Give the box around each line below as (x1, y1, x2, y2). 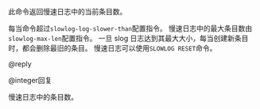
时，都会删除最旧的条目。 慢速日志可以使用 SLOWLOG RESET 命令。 (8, 43, 217, 53)
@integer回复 (8, 76, 52, 85)
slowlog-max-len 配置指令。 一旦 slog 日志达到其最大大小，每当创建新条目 (8, 34, 249, 43)
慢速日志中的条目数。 (8, 92, 78, 101)
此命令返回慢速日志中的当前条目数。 (8, 7, 127, 16)
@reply (8, 59, 32, 69)
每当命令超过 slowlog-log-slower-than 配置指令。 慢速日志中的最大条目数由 (8, 24, 253, 33)
